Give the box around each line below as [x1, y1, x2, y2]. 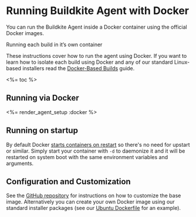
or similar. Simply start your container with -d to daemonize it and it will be [6, 147, 185, 154]
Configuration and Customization [6, 177, 131, 187]
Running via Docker [6, 93, 79, 103]
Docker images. [6, 29, 44, 36]
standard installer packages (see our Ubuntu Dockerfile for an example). [6, 205, 181, 212]
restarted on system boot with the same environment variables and [6, 153, 168, 160]
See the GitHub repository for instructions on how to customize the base [6, 192, 181, 199]
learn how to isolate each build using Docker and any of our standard [6, 58, 173, 66]
